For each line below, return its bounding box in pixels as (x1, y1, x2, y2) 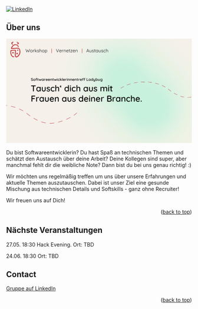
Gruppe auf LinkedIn (6, 285, 56, 292)
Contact (6, 269, 37, 280)
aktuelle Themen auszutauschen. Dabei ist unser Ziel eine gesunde (6, 179, 169, 186)
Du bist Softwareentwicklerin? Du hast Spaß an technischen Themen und (6, 149, 184, 156)
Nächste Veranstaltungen (6, 225, 103, 235)
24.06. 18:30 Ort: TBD (6, 252, 59, 259)
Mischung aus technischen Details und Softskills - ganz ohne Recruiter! (6, 185, 180, 192)
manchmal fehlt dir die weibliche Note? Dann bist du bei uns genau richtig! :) (6, 161, 192, 168)
